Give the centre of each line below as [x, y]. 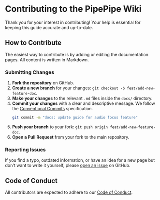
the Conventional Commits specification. [52, 109]
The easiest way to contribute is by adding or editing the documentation [77, 54]
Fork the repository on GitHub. [43, 83]
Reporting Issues [25, 150]
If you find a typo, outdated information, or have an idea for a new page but [80, 160]
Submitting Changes [30, 72]
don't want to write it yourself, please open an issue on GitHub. [68, 166]
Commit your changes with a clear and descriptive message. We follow [84, 103]
